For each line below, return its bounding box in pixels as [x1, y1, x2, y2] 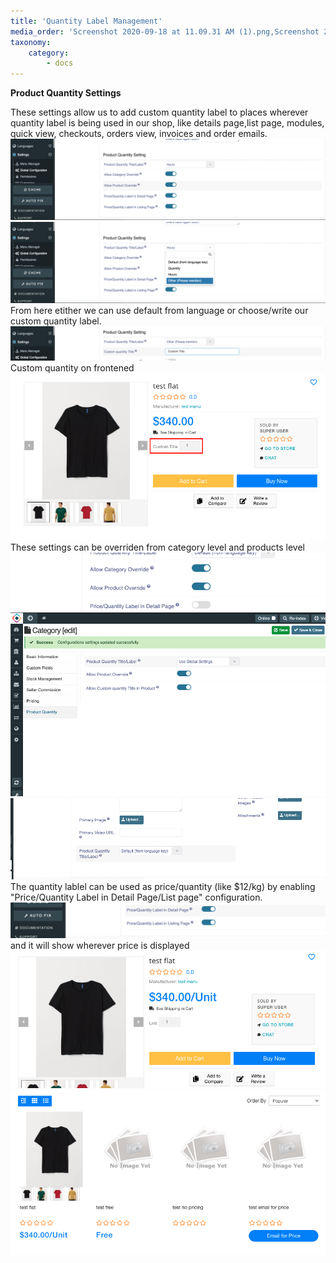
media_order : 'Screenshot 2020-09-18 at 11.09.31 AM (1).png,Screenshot [10, 26, 320, 37]
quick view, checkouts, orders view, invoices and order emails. [10, 128, 268, 140]
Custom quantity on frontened [10, 362, 135, 374]
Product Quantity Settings [10, 87, 122, 99]
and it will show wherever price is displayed [10, 940, 190, 952]
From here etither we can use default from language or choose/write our [10, 305, 309, 316]
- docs [46, 58, 74, 69]
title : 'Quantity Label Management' [10, 16, 163, 26]
